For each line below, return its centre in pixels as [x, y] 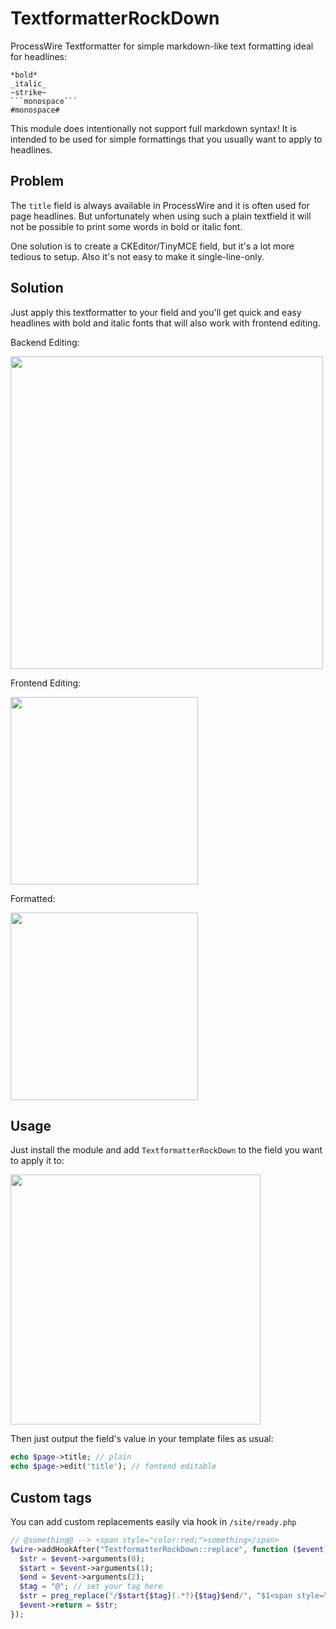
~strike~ [28, 92]
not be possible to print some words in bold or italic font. [126, 226]
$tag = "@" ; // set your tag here [91, 1587]
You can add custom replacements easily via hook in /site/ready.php [153, 1521]
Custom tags [51, 1497]
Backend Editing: [45, 342]
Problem [37, 181]
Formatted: [33, 898]
